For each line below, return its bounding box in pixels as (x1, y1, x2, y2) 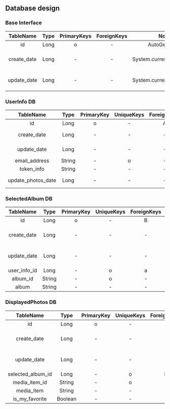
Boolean (57, 395, 77, 402)
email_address (15, 157, 50, 164)
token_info (19, 165, 45, 172)
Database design (5, 4, 60, 13)
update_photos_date (8, 177, 57, 184)
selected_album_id (8, 370, 52, 378)
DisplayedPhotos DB (5, 299, 57, 306)
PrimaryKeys (59, 32, 92, 40)
